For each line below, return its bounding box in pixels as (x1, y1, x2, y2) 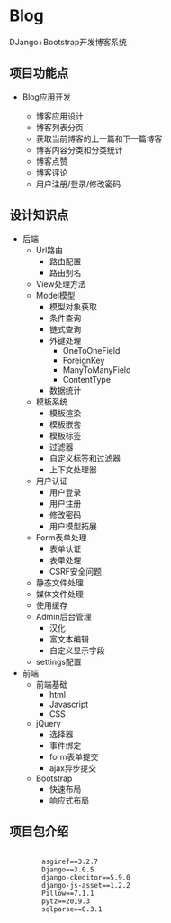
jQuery (35, 718, 61, 728)
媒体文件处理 (35, 588, 84, 599)
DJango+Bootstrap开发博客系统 (9, 36, 128, 47)
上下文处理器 (49, 463, 97, 475)
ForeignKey (62, 355, 105, 366)
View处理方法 (35, 278, 87, 290)
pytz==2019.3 (41, 897, 91, 906)
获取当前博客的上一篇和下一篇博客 (35, 133, 163, 144)
